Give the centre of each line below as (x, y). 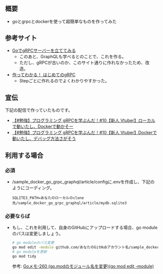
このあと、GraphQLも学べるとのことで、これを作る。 (73, 57)
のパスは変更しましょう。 (37, 234)
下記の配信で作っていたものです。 (39, 110)
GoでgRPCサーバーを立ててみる (44, 51)
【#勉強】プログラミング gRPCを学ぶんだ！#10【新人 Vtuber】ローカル (84, 121)
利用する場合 (24, 155)
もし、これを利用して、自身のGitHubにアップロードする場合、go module (85, 228)
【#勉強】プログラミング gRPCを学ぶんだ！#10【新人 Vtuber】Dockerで (84, 133)
